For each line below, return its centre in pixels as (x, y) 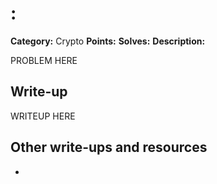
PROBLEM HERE (44, 60)
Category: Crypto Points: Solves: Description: (108, 41)
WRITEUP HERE (43, 116)
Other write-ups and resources (109, 147)
